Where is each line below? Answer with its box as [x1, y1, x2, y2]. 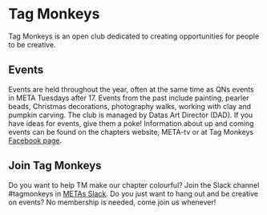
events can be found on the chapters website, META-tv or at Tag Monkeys [8, 127, 254, 136]
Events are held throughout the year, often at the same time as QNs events [8, 84, 254, 94]
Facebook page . [8, 136, 63, 145]
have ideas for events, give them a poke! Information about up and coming [8, 118, 254, 128]
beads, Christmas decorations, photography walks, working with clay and [8, 101, 251, 111]
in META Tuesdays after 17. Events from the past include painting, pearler [8, 93, 250, 103]
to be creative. [8, 39, 56, 49]
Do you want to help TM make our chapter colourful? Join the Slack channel [8, 180, 260, 189]
